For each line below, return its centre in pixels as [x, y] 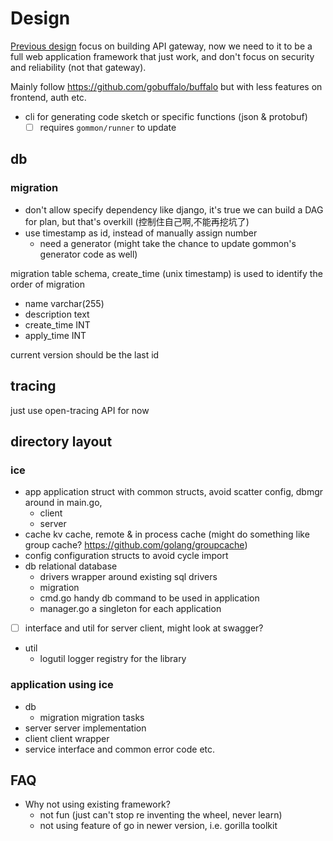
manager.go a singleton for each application [130, 609]
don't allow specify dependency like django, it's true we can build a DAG [174, 209]
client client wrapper [67, 738]
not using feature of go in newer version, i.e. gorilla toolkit [158, 826]
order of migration [47, 284]
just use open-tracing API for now [80, 410]
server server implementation [85, 728]
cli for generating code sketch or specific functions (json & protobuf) [166, 116]
